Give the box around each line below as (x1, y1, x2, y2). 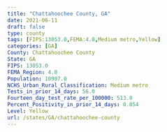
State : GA (7, 56, 36, 63)
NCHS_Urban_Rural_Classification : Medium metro (7, 82, 149, 89)
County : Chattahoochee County (7, 50, 96, 57)
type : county (7, 29, 45, 37)
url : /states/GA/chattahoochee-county (7, 114, 120, 121)
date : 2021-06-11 (7, 17, 58, 24)
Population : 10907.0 (7, 75, 68, 82)
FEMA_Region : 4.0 (7, 68, 58, 75)
